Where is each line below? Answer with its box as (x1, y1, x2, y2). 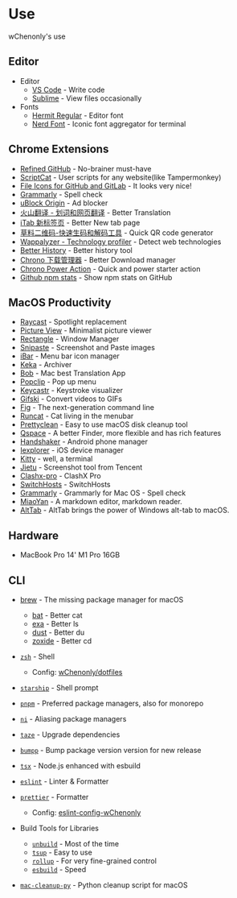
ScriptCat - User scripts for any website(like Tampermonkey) (19, 172, 222, 182)
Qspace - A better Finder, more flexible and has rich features (19, 428, 222, 438)
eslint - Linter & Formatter (19, 776, 109, 786)
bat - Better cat (31, 610, 83, 620)
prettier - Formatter (19, 792, 89, 801)
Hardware (8, 528, 59, 542)
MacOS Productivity (8, 296, 112, 309)
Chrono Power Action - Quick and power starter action (19, 263, 201, 274)
